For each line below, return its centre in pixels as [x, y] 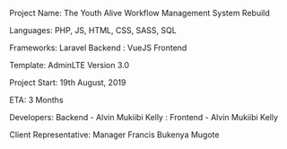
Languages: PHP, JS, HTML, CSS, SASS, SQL [93, 30]
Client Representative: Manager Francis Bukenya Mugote [114, 135]
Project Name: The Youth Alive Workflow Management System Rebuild [140, 13]
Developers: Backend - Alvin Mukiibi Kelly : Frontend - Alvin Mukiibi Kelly [144, 117]
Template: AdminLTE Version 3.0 [70, 65]
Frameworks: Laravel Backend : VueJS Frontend [98, 48]
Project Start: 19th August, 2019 [68, 83]
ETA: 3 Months [37, 100]
